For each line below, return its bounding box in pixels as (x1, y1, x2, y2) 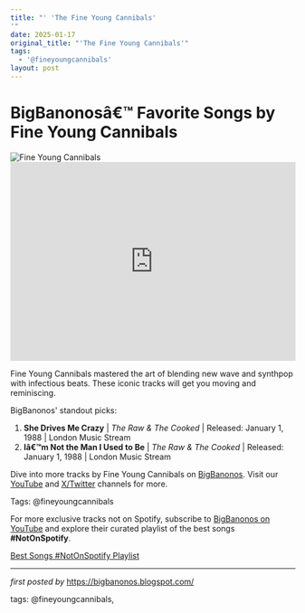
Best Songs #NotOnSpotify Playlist (10, 550, 139, 561)
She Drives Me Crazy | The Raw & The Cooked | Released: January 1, (23, 422, 284, 433)
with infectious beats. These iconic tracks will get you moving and (10, 377, 256, 389)
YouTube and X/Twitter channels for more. (10, 478, 168, 489)
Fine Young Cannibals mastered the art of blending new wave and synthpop (10, 368, 293, 379)
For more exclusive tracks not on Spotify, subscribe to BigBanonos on (10, 513, 271, 524)
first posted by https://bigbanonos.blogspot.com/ (10, 576, 195, 587)
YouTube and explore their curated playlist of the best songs (10, 523, 235, 533)
